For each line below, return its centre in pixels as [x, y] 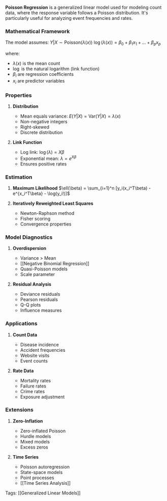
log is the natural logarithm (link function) [56, 69]
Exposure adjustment [42, 397]
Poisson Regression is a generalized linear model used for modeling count [83, 7]
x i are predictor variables [39, 81]
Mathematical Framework [38, 31]
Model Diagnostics [29, 237]
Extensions [20, 410]
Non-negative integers [44, 121]
